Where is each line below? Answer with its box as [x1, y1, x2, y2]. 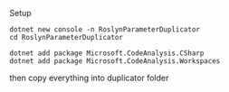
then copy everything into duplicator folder [9, 72, 169, 83]
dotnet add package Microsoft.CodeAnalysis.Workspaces [9, 57, 221, 66]
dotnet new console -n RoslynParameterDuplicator [9, 25, 201, 34]
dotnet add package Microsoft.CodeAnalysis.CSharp [9, 49, 205, 58]
